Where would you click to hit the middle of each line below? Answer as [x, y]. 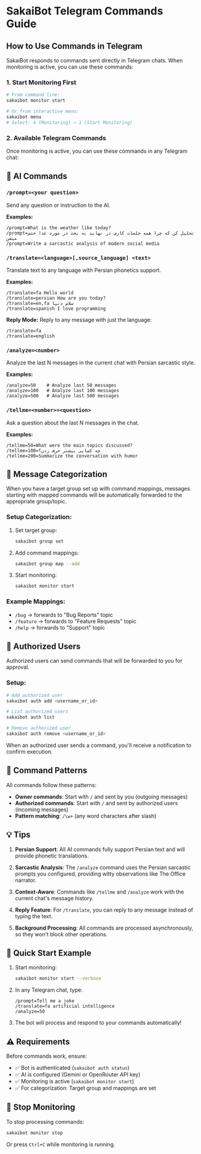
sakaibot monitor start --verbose [58, 978]
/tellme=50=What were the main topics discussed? [70, 445]
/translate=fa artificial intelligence [65, 1006]
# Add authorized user [34, 695]
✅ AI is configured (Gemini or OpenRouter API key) [78, 1075]
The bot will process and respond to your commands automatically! [98, 1023]
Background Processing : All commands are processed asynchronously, [104, 928]
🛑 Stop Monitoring [41, 1107]
